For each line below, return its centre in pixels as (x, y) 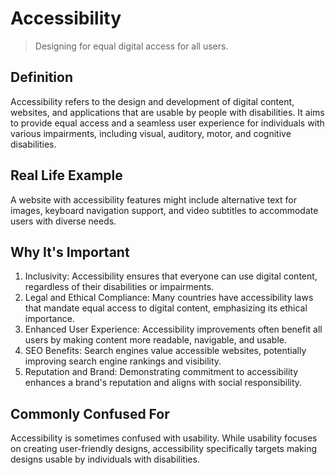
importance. (49, 319)
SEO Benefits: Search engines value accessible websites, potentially (165, 351)
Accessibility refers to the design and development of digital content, (152, 101)
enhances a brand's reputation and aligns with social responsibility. (163, 383)
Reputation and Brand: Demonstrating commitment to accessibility (161, 372)
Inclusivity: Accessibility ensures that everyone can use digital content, (171, 276)
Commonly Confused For (90, 413)
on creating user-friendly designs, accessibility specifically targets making (163, 449)
